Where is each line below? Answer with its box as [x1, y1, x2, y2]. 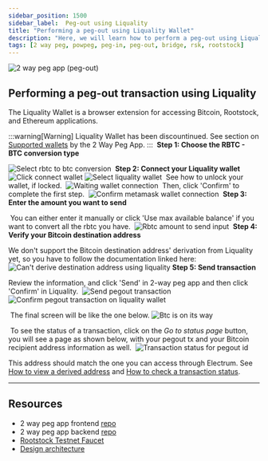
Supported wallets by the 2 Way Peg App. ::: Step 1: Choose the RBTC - [8, 140, 246, 149]
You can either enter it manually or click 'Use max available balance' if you [10, 213, 255, 223]
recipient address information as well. [8, 342, 132, 352]
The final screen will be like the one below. [10, 310, 150, 320]
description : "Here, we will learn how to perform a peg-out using [8, 33, 238, 42]
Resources [8, 397, 63, 411]
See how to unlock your [165, 172, 244, 182]
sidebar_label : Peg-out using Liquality [8, 19, 148, 27]
